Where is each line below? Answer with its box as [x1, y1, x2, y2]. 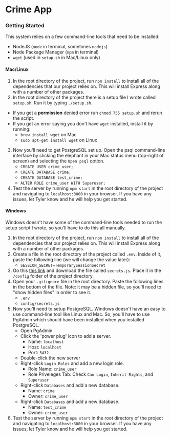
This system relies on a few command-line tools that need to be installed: [5, 33, 160, 40]
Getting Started [5, 22, 45, 29]
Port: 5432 [28, 349, 49, 355]
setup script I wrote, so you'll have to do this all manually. [5, 225, 126, 231]
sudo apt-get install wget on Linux [20, 137, 97, 143]
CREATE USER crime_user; [20, 164, 74, 169]
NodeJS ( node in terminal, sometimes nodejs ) [12, 44, 108, 50]
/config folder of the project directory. [12, 272, 94, 279]
